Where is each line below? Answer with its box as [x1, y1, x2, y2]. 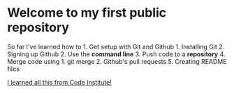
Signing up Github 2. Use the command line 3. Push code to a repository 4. [7, 50, 226, 58]
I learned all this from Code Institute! [7, 78, 112, 86]
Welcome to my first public [7, 5, 167, 21]
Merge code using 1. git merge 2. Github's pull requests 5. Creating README [7, 57, 227, 65]
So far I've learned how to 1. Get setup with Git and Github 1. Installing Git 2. [7, 42, 225, 51]
